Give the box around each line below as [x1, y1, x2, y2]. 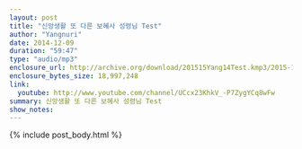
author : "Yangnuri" [9, 30, 83, 39]
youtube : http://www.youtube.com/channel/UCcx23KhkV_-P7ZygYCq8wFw [17, 88, 276, 97]
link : [9, 80, 30, 89]
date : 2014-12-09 [9, 38, 75, 48]
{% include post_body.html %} [9, 129, 123, 140]
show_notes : [9, 105, 54, 114]
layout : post [9, 13, 58, 22]
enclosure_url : [9, 64, 67, 73]
